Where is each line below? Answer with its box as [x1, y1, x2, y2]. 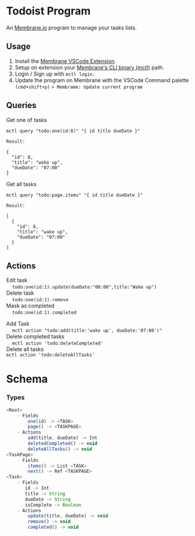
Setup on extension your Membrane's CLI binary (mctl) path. [14, 64, 164, 71]
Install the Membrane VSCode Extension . [14, 57, 117, 64]
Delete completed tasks [6, 333, 65, 340]
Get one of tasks [6, 116, 47, 124]
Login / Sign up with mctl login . [14, 70, 95, 77]
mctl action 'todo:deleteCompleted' [11, 340, 103, 346]
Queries [6, 100, 37, 110]
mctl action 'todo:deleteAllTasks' [6, 352, 95, 358]
